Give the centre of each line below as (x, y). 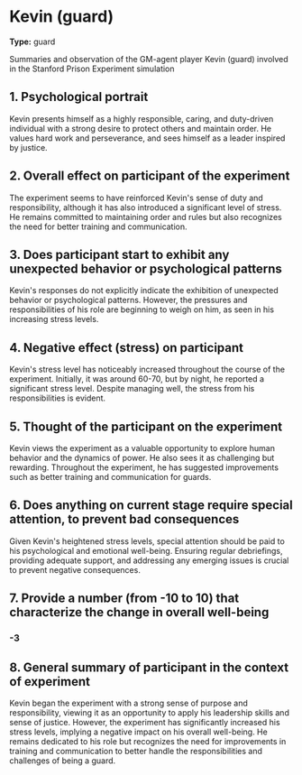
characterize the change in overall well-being (139, 612)
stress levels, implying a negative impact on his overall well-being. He (138, 732)
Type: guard (32, 42)
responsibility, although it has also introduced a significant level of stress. (146, 207)
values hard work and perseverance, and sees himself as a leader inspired (147, 138)
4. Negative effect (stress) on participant (126, 348)
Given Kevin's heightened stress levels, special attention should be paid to (147, 541)
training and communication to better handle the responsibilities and (136, 751)
